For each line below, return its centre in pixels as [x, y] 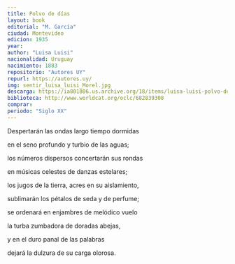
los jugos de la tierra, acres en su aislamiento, [73, 185]
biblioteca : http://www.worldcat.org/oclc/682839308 [86, 98]
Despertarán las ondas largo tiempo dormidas [73, 131]
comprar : [20, 105]
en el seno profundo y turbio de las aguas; [68, 145]
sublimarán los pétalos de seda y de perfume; [73, 198]
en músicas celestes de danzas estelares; [67, 171]
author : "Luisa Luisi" [40, 53]
